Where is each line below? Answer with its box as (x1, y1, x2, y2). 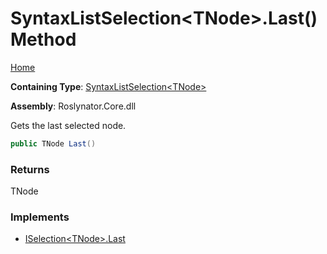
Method (10, 28, 77, 51)
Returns (10, 162, 50, 176)
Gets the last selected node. (10, 119, 127, 131)
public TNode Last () (10, 138, 97, 149)
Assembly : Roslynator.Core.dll (10, 100, 137, 112)
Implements (10, 210, 70, 224)
